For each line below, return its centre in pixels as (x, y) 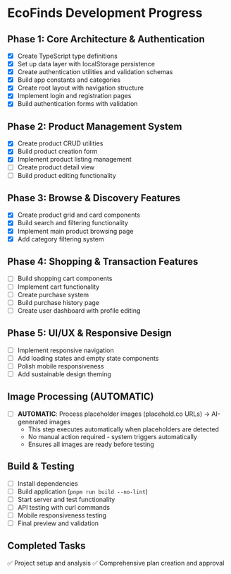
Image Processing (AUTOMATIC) (81, 397)
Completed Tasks (46, 546)
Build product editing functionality (67, 175)
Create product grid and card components (79, 215)
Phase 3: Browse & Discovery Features (94, 198)
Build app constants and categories (69, 80)
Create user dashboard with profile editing (79, 310)
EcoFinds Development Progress (105, 13)
